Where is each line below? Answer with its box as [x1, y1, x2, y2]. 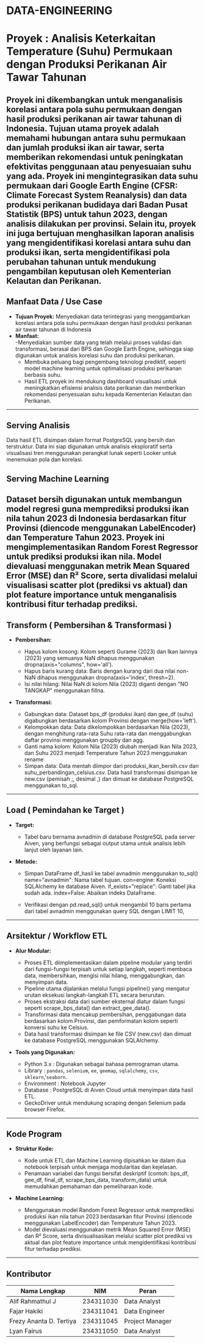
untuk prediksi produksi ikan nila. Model [6, 551, 162, 562]
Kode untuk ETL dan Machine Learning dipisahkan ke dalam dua [24, 1157, 186, 1164]
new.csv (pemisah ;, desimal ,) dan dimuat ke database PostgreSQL [24, 775, 194, 783]
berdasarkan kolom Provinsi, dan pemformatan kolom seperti [24, 1017, 178, 1025]
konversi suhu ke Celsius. [24, 1023, 89, 1031]
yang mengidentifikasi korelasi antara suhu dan [6, 237, 191, 248]
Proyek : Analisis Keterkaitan [6, 32, 156, 46]
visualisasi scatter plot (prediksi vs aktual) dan [6, 580, 188, 590]
